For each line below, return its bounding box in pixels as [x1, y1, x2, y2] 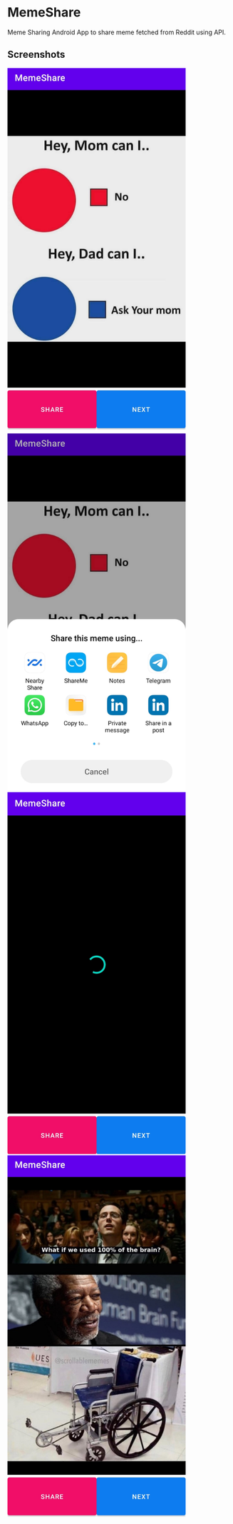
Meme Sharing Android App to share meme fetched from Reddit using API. [7, 28, 227, 36]
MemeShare [7, 4, 81, 21]
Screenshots [7, 49, 66, 61]
